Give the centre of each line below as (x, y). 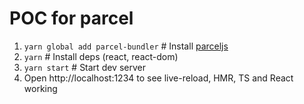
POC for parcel (71, 18)
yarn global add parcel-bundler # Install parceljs (126, 46)
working (40, 88)
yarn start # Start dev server (84, 67)
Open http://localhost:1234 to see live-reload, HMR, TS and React (158, 78)
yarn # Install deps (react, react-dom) (101, 56)
